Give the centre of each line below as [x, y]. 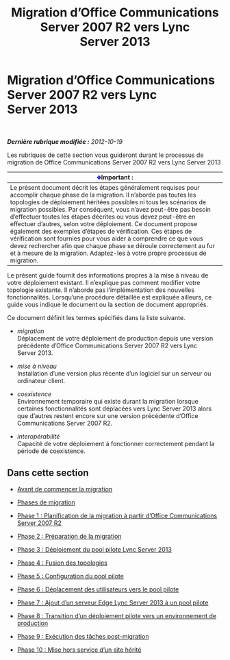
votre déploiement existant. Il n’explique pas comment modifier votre [104, 283]
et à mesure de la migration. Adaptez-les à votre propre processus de [108, 253]
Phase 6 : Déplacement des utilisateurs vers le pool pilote [98, 589]
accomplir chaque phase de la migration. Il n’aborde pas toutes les [103, 195]
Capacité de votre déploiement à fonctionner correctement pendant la [116, 444]
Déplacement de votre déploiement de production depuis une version [115, 339]
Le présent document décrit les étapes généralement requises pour [105, 187]
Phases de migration [46, 502]
